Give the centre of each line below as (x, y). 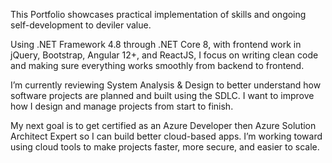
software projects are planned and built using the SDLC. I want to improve (162, 95)
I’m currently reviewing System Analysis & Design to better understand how (166, 85)
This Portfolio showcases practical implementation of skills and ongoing (158, 14)
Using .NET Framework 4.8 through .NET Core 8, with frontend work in (156, 44)
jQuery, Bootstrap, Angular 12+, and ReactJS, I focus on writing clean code (164, 55)
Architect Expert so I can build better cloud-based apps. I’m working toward (166, 136)
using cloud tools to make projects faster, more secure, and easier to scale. (165, 147)
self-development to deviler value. (81, 25)
